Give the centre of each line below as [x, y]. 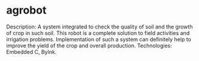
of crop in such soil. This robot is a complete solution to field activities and [98, 33]
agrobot [26, 10]
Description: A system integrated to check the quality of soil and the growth [99, 27]
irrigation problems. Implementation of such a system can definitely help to [99, 39]
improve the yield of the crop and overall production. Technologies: [89, 46]
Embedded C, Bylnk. [31, 52]
